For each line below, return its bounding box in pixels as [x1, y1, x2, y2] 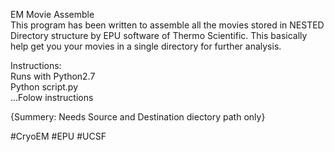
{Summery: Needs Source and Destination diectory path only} [10, 111, 266, 123]
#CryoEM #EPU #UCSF [10, 130, 107, 142]
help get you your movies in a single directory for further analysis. [10, 40, 282, 52]
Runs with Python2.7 [10, 70, 96, 82]
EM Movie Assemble [10, 9, 95, 20]
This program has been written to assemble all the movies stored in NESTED [10, 19, 325, 31]
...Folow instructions [10, 92, 94, 103]
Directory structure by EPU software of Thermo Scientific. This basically [10, 30, 308, 41]
